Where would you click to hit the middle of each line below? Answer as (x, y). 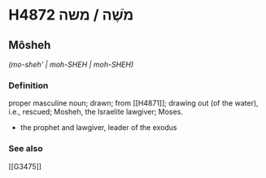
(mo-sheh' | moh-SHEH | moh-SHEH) (71, 64)
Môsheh (30, 45)
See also (26, 149)
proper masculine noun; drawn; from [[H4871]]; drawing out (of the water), (133, 103)
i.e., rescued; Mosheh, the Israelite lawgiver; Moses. (96, 112)
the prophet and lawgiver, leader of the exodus (98, 128)
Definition (28, 85)
